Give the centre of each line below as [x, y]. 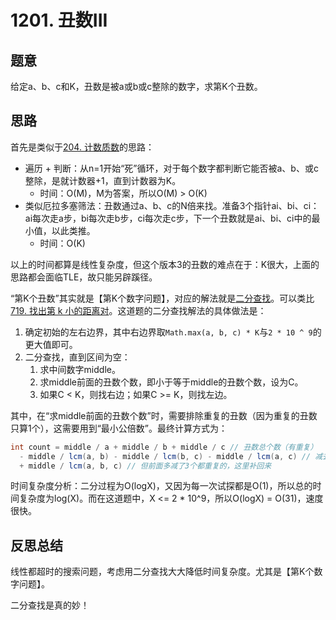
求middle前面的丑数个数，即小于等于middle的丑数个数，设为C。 [171, 382]
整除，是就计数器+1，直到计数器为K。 [103, 180]
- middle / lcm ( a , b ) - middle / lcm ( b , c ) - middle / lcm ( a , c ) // [165, 456]
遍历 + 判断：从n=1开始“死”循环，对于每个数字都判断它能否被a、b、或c [171, 168]
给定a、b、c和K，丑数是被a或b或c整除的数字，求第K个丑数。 [136, 86]
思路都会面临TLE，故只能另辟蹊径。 [84, 277]
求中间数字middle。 [80, 369]
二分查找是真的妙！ [50, 605]
